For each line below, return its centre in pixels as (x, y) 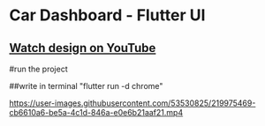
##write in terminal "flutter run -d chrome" (86, 86)
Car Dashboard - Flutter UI (107, 15)
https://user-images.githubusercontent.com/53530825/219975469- (132, 103)
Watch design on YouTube (83, 48)
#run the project (38, 69)
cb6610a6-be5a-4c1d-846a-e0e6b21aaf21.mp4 (96, 112)
